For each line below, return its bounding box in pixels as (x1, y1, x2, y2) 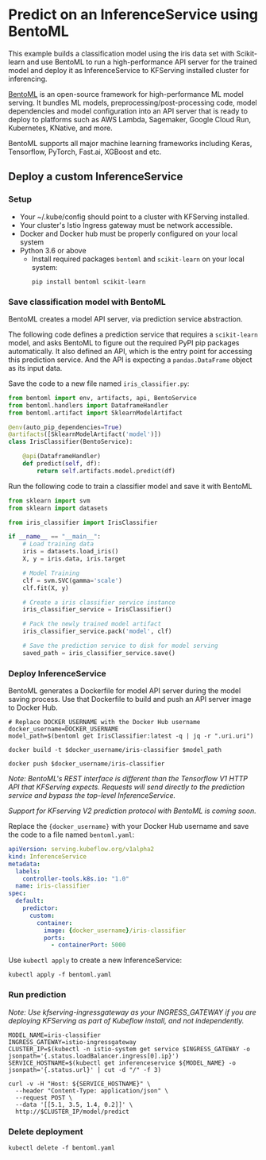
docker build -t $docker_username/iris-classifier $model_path (8, 746, 222, 754)
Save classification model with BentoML (8, 296, 167, 307)
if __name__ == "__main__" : (8, 533, 102, 541)
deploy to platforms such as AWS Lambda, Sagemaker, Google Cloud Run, (8, 114, 252, 124)
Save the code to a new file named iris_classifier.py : (8, 379, 190, 388)
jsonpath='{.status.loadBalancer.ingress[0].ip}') (8, 1052, 179, 1060)
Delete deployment (8, 1126, 83, 1137)
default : (15, 897, 44, 905)
